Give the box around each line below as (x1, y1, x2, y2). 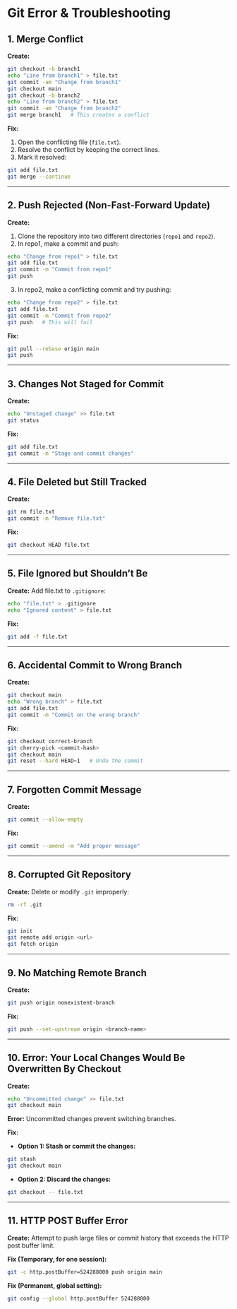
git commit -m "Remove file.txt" (7, 515, 106, 522)
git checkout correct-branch (7, 738, 93, 745)
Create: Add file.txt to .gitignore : (7, 586, 106, 595)
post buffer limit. (7, 1241, 55, 1250)
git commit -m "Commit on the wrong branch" (7, 711, 140, 718)
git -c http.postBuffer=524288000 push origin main (7, 1268, 162, 1276)
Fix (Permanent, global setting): (7, 1281, 102, 1290)
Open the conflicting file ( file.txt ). (17, 138, 121, 146)
